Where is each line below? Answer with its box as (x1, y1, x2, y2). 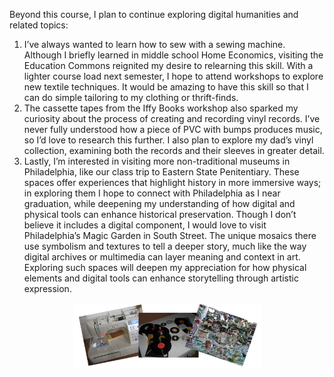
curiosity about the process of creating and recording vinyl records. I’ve (23, 113, 321, 124)
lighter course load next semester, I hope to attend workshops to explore (23, 70, 324, 82)
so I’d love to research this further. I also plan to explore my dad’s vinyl (23, 134, 314, 146)
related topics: (9, 19, 69, 31)
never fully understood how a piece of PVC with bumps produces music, (23, 124, 323, 135)
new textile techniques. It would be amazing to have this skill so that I (23, 81, 309, 93)
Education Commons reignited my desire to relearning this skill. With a (23, 60, 314, 71)
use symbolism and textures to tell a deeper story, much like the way (23, 240, 307, 252)
